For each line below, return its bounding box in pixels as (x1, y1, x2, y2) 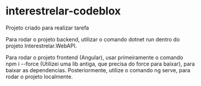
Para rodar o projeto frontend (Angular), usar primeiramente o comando (5, 54, 184, 61)
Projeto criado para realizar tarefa (5, 24, 90, 31)
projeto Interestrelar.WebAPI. (5, 42, 77, 49)
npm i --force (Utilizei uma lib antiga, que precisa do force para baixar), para (5, 60, 195, 67)
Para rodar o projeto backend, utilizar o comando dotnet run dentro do (5, 35, 180, 43)
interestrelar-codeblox (5, 4, 121, 18)
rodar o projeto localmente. (5, 73, 73, 80)
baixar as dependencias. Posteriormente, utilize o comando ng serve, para (5, 66, 191, 73)
